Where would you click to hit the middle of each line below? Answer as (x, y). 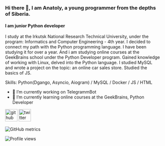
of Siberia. (18, 14)
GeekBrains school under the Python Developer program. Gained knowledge (82, 57)
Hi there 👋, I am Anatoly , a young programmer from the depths (81, 8)
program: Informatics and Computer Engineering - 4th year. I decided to (78, 42)
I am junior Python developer (35, 25)
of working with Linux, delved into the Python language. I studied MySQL (79, 63)
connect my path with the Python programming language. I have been (76, 47)
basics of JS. (18, 73)
